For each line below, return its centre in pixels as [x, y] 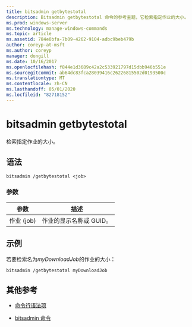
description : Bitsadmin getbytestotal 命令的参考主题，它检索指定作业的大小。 [97, 17]
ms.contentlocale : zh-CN [37, 84]
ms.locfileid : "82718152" [38, 95]
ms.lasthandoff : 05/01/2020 [41, 89]
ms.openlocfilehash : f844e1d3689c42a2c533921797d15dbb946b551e [86, 67]
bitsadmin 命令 [33, 318]
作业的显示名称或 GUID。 [77, 220]
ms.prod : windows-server [37, 23]
